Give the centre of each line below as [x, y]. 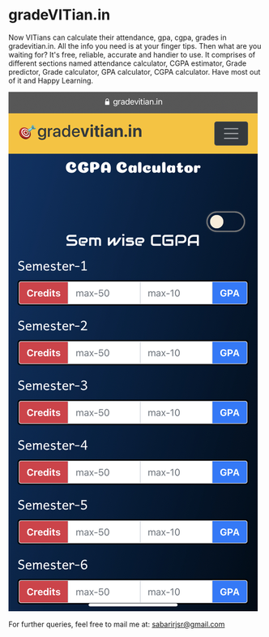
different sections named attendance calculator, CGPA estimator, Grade [128, 63]
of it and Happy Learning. [51, 80]
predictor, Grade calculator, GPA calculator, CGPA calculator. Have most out [134, 71]
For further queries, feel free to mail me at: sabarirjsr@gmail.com [117, 624]
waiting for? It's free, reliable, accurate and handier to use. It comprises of [132, 54]
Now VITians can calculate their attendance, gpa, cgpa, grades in [117, 37]
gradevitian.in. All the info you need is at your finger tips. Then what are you [135, 45]
